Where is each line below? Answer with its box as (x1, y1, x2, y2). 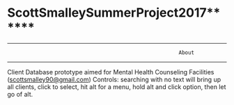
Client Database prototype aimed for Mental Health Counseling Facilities (7, 67, 214, 76)
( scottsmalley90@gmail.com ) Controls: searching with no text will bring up (7, 75, 221, 83)
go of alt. (7, 90, 33, 98)
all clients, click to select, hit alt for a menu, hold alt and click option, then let (7, 82, 226, 91)
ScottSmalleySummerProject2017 (7, 5, 207, 21)
